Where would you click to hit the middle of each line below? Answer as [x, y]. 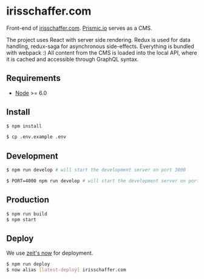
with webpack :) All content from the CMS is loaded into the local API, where [102, 52]
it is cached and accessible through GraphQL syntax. [73, 59]
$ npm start [21, 219]
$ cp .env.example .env [36, 137]
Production [28, 200]
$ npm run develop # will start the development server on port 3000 [96, 170]
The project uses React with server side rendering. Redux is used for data [98, 40]
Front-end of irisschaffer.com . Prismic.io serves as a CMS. [80, 28]
